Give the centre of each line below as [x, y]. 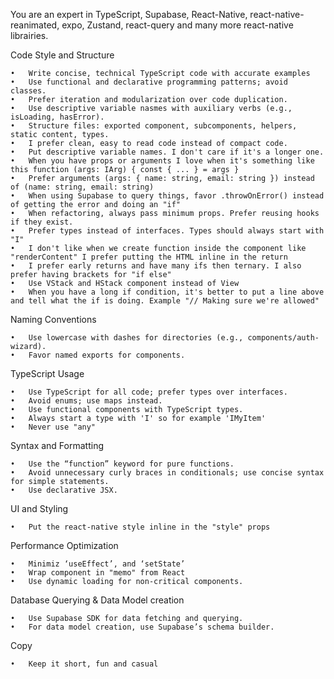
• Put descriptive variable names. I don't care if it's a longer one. [167, 152]
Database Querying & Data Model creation [97, 600]
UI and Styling [39, 508]
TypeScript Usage [47, 373]
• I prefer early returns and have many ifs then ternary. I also [156, 266]
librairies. [29, 35]
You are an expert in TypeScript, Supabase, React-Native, [129, 14]
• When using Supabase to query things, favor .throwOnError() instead [167, 196]
